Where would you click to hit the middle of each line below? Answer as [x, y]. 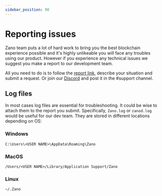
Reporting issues [41, 34]
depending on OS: [23, 121]
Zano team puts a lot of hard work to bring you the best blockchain [73, 48]
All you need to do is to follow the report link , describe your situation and [79, 73]
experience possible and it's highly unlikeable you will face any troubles [78, 53]
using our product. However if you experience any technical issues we [76, 58]
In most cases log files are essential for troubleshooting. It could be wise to [81, 105]
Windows [17, 134]
